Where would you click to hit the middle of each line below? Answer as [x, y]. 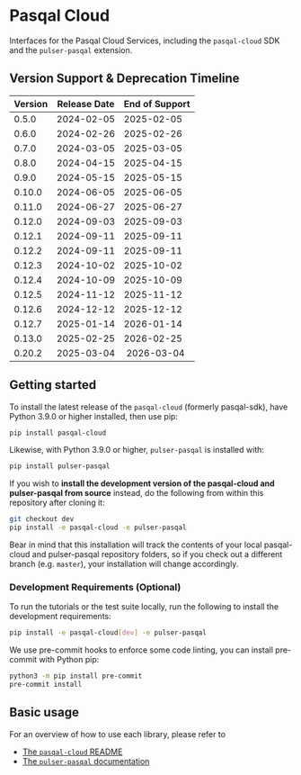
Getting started [53, 385]
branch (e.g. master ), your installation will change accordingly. [124, 564]
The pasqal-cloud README [72, 752]
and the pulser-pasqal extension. [71, 50]
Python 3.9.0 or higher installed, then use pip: [93, 416]
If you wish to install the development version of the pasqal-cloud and [142, 483]
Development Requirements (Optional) [95, 587]
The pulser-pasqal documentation [86, 761]
